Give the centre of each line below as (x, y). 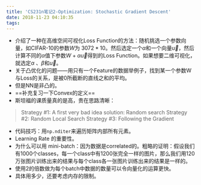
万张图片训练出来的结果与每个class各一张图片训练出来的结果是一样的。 (103, 161)
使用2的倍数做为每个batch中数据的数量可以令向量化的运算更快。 (94, 169)
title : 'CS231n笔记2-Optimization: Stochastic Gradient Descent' (89, 12)
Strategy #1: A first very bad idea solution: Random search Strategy (104, 113)
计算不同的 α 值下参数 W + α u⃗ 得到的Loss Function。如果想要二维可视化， (105, 56)
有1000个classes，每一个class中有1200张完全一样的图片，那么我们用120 (105, 154)
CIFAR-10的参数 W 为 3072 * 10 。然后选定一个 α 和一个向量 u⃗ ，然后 (113, 48)
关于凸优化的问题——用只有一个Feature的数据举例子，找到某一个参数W (103, 71)
